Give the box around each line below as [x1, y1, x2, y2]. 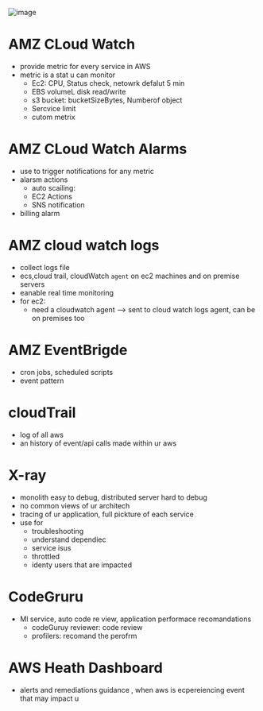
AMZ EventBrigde [8, 342, 128, 359]
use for [19, 517, 44, 527]
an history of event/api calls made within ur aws [19, 438, 177, 448]
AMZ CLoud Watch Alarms [8, 140, 188, 158]
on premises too [31, 313, 85, 323]
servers [19, 279, 45, 289]
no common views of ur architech [19, 500, 130, 510]
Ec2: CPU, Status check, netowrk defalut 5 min [31, 78, 185, 87]
